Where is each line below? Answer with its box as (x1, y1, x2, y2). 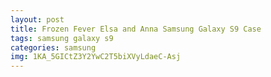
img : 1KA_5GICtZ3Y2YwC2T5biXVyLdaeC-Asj (10, 52, 182, 62)
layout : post (10, 14, 65, 25)
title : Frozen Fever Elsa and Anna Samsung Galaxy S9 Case (10, 24, 262, 34)
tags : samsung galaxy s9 (10, 33, 114, 43)
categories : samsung (10, 42, 97, 53)
